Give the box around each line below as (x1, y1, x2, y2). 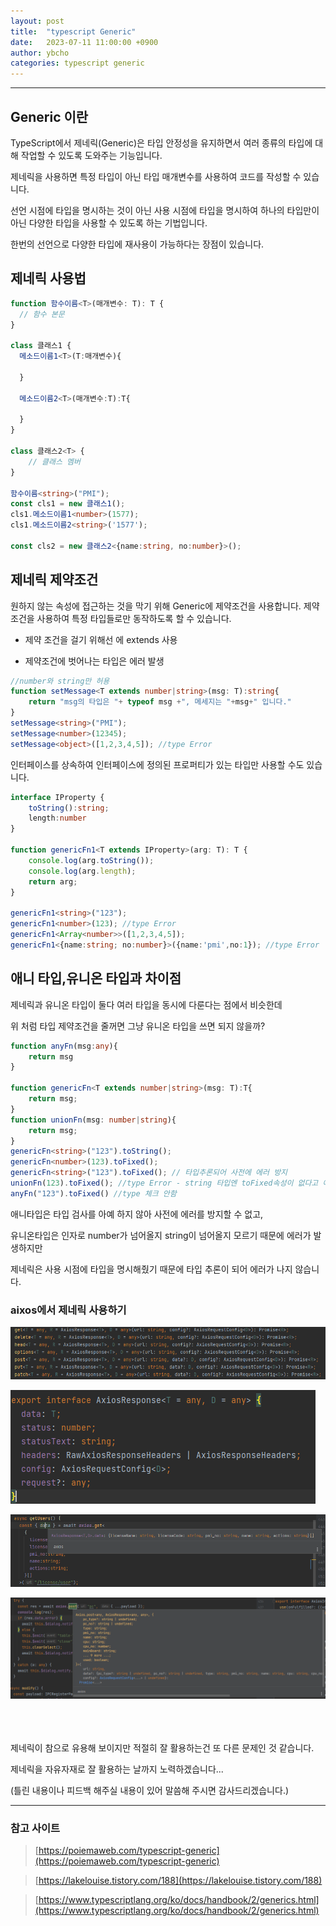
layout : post (10, 16, 65, 26)
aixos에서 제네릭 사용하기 (10, 1303, 127, 1317)
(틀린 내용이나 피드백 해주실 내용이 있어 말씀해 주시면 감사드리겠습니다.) (10, 1784, 290, 1796)
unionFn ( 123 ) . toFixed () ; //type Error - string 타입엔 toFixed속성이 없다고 (10, 1178, 319, 1188)
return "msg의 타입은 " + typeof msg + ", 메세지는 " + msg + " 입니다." (28, 697, 292, 707)
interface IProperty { (10, 792, 105, 802)
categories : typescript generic (10, 58, 145, 69)
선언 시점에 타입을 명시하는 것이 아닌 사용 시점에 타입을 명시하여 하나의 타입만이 (10, 204, 320, 216)
